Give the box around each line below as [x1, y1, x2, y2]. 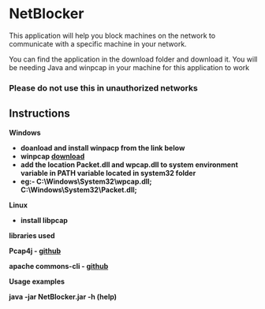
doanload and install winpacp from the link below [20, 143, 185, 152]
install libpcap [20, 215, 68, 225]
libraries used [9, 230, 55, 240]
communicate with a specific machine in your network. [9, 39, 188, 48]
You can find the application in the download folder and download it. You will [9, 54, 258, 64]
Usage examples [9, 277, 65, 286]
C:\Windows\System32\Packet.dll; [20, 184, 137, 194]
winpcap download [20, 151, 85, 161]
